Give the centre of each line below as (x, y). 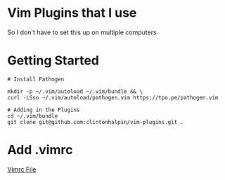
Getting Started (53, 61)
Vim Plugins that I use (72, 13)
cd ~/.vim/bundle (33, 116)
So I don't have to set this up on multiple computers (82, 32)
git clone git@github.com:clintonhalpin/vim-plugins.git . (96, 122)
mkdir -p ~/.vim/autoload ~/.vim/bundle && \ (75, 91)
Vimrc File (22, 169)
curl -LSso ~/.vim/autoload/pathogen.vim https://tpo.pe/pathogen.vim (113, 97)
